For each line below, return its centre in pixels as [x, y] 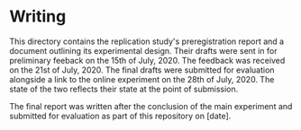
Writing [38, 17]
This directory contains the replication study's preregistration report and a [147, 41]
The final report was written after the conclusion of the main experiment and [151, 106]
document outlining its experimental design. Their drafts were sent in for [143, 50]
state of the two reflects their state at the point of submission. [124, 89]
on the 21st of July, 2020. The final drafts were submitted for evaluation [142, 70]
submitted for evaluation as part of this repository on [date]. [120, 116]
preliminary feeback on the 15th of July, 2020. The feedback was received [147, 60]
